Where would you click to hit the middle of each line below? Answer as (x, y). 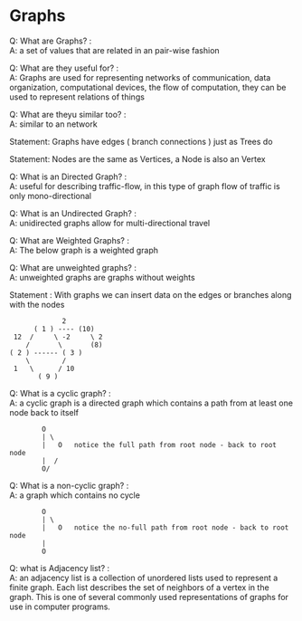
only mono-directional (51, 196)
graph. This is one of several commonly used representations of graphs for (149, 597)
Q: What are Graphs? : (51, 41)
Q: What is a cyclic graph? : (60, 393)
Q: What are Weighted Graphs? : (69, 240)
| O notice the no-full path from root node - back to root (165, 527)
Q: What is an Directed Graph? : (68, 177)
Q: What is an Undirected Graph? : (73, 213)
